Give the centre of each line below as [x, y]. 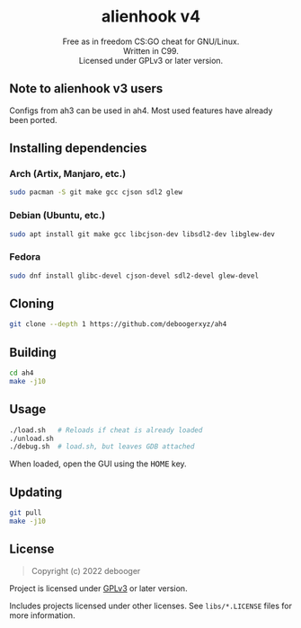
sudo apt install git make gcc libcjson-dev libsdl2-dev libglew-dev [142, 234]
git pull [26, 513]
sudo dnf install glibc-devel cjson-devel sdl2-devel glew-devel [134, 276]
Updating [36, 492]
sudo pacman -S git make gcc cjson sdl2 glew [96, 192]
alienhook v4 [151, 17]
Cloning [32, 304]
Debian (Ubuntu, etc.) [58, 216]
